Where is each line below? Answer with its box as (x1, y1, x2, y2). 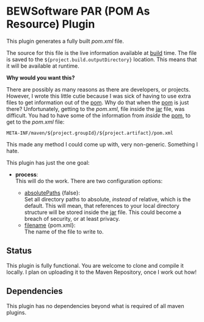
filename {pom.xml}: (24, 221, 76, 229)
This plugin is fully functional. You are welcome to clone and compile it (6, 262, 184, 269)
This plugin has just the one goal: (6, 159, 90, 166)
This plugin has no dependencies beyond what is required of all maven (6, 302, 184, 309)
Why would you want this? (6, 74, 75, 81)
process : (15, 171, 38, 178)
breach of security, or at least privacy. (24, 215, 120, 222)
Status (6, 246, 32, 256)
